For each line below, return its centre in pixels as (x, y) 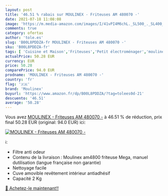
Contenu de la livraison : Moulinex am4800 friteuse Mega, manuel (80, 157)
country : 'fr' (20, 79)
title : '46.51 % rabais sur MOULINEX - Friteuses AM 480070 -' (72, 14)
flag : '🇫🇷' (17, 84)
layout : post (19, 10)
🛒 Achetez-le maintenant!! (32, 188)
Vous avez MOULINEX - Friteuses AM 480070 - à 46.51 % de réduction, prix (84, 117)
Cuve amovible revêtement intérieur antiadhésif (61, 173)
